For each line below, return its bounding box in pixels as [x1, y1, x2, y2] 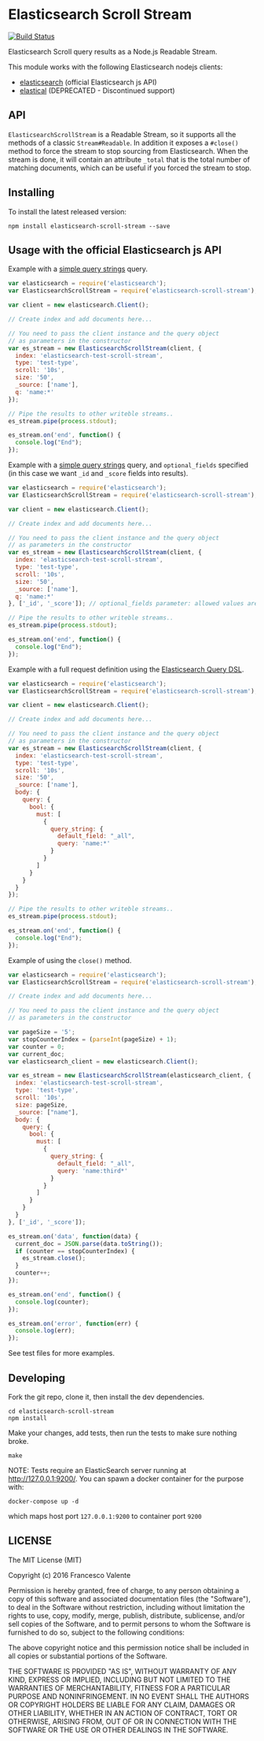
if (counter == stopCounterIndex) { [15, 1247, 135, 1255]
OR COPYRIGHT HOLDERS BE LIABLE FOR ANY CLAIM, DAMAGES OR [8, 1700, 236, 1709]
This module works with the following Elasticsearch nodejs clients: [8, 61, 223, 72]
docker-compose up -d [8, 1497, 79, 1505]
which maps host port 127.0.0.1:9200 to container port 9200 [8, 1511, 202, 1520]
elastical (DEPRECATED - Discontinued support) [19, 85, 175, 95]
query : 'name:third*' [57, 1166, 128, 1175]
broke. [8, 1436, 29, 1445]
